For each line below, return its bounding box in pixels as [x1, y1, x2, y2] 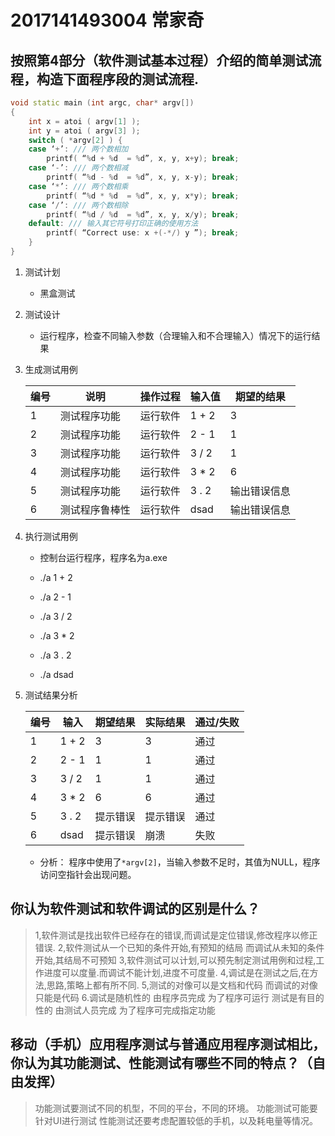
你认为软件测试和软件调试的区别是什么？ [10, 901, 260, 918]
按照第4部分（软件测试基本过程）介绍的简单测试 [10, 52, 309, 69]
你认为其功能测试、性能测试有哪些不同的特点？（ [10, 1055, 313, 1072]
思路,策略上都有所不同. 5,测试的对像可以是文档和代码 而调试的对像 [46, 979, 318, 991]
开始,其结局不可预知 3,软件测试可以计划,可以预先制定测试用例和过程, [34, 954, 317, 966]
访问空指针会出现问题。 [39, 868, 137, 880]
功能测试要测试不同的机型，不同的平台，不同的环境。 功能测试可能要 [34, 1102, 318, 1114]
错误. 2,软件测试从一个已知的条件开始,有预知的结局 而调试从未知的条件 [34, 941, 325, 953]
